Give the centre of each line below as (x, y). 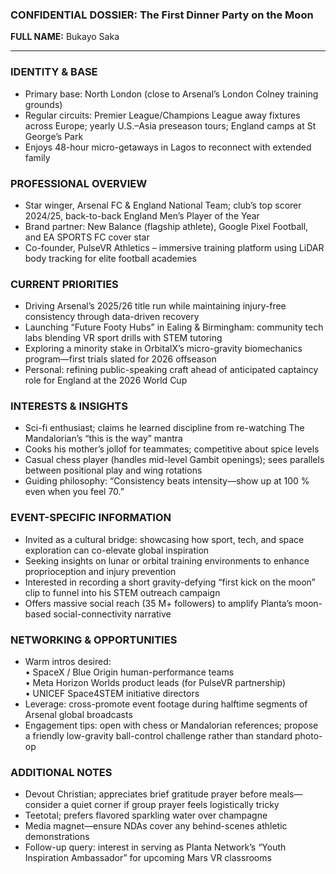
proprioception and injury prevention (100, 571)
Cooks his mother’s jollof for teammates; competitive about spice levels (172, 449)
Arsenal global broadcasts (78, 715)
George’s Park (54, 136)
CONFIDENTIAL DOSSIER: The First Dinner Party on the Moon (162, 15)
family (37, 157)
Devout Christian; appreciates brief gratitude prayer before (146, 794)
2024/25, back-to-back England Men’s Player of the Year (142, 215)
